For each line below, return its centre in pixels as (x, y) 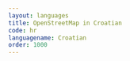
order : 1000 (28, 45)
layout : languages (38, 15)
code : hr (23, 30)
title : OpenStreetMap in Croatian (65, 23)
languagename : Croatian (48, 38)
